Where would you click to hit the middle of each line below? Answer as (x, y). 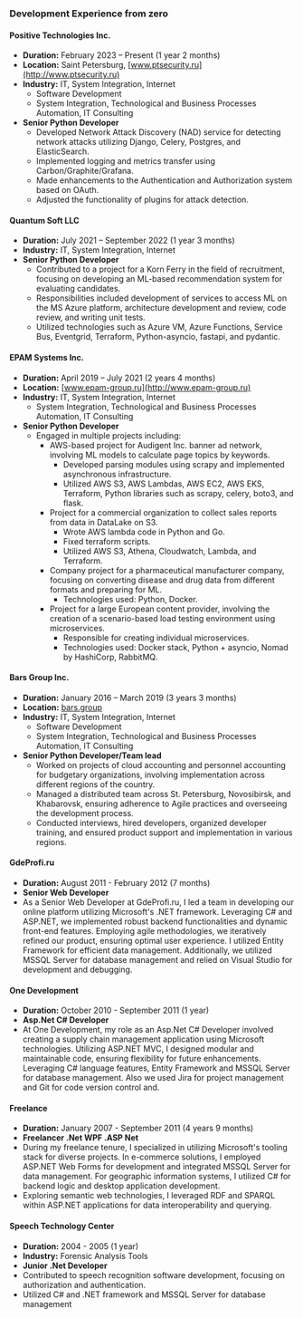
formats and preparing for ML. (106, 589)
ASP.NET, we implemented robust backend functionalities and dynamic (155, 921)
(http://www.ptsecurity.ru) (71, 74)
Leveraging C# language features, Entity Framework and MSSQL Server (156, 1068)
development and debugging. (77, 969)
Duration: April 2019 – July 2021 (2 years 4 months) (119, 378)
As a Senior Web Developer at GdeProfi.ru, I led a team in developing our (158, 902)
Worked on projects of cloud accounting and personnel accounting (161, 765)
